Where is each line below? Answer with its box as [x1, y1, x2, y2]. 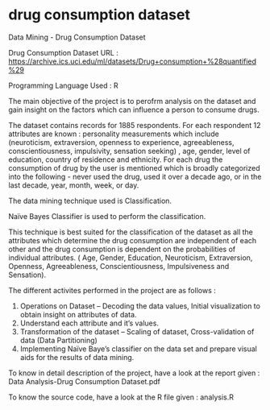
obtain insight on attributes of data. [19, 309, 137, 319]
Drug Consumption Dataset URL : [8, 48, 119, 57]
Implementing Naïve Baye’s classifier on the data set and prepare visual [19, 344, 258, 354]
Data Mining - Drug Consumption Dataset [8, 32, 147, 42]
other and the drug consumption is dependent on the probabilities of [8, 244, 236, 254]
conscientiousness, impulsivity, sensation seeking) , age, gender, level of [8, 146, 251, 155]
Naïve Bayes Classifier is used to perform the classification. [8, 211, 206, 221]
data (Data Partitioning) [19, 335, 98, 345]
